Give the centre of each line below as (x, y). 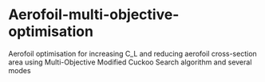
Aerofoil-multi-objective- (94, 15)
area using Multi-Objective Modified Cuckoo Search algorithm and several (130, 62)
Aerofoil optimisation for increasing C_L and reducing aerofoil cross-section (132, 53)
